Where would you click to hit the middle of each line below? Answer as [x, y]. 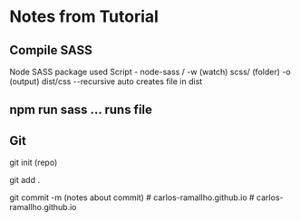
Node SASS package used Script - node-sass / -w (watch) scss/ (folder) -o [150, 72]
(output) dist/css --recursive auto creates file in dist [106, 82]
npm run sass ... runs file [81, 110]
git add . [25, 180]
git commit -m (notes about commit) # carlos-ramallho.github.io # [132, 197]
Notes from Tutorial [84, 17]
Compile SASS [51, 50]
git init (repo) [34, 163]
